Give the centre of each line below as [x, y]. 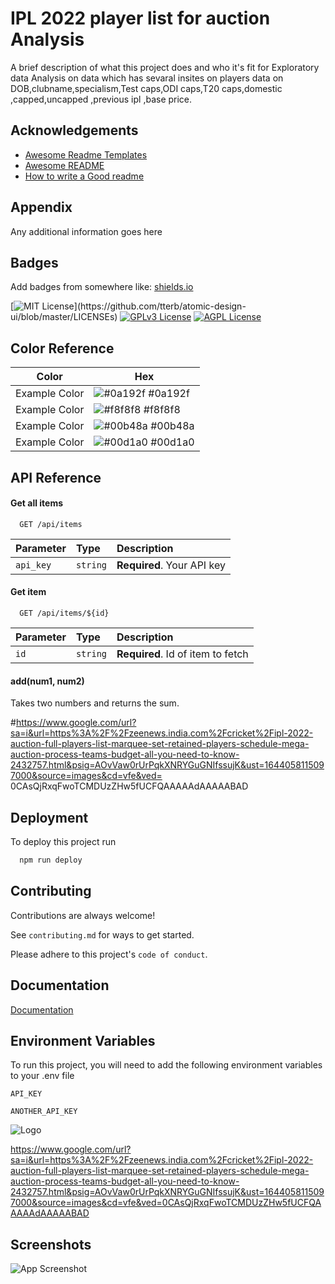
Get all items [37, 503]
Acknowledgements [74, 130]
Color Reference [62, 348]
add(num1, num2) [47, 681]
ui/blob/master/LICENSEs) [64, 317]
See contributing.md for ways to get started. [102, 934]
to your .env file [42, 1076]
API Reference [56, 477]
